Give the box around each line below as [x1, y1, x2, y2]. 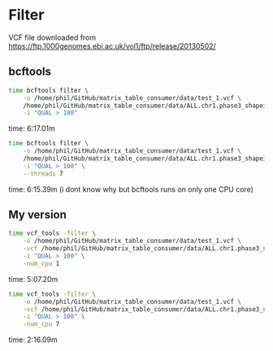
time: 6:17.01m [8, 123, 55, 133]
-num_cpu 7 [23, 320, 60, 328]
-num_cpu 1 [23, 259, 60, 267]
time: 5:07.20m [8, 274, 58, 284]
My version [8, 208, 67, 222]
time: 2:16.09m [8, 335, 58, 344]
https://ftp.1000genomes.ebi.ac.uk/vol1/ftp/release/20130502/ [8, 41, 217, 50]
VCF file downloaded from [8, 32, 97, 42]
